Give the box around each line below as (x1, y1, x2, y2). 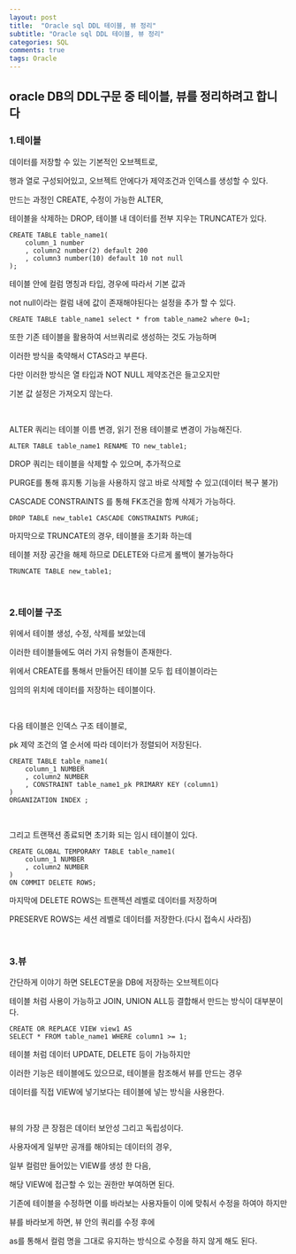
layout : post (9, 12, 57, 22)
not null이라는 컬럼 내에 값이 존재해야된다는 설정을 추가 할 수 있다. (9, 297, 236, 308)
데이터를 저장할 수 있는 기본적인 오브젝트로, (9, 156, 158, 167)
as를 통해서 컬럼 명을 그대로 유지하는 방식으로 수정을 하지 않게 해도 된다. (9, 1235, 258, 1246)
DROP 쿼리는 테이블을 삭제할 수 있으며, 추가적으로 (9, 458, 182, 469)
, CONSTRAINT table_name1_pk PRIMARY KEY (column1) (25, 780, 219, 789)
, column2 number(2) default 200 (25, 245, 148, 255)
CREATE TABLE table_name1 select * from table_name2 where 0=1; (9, 315, 251, 323)
